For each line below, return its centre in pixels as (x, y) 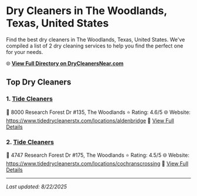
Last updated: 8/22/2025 (37, 187)
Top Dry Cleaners (39, 82)
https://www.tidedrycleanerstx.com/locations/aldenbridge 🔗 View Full (90, 120)
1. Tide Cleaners (29, 99)
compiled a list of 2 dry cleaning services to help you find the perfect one (95, 46)
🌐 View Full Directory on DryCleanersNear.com (65, 63)
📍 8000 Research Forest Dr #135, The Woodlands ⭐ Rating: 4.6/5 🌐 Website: (98, 112)
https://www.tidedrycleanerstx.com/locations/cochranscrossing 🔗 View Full (97, 163)
